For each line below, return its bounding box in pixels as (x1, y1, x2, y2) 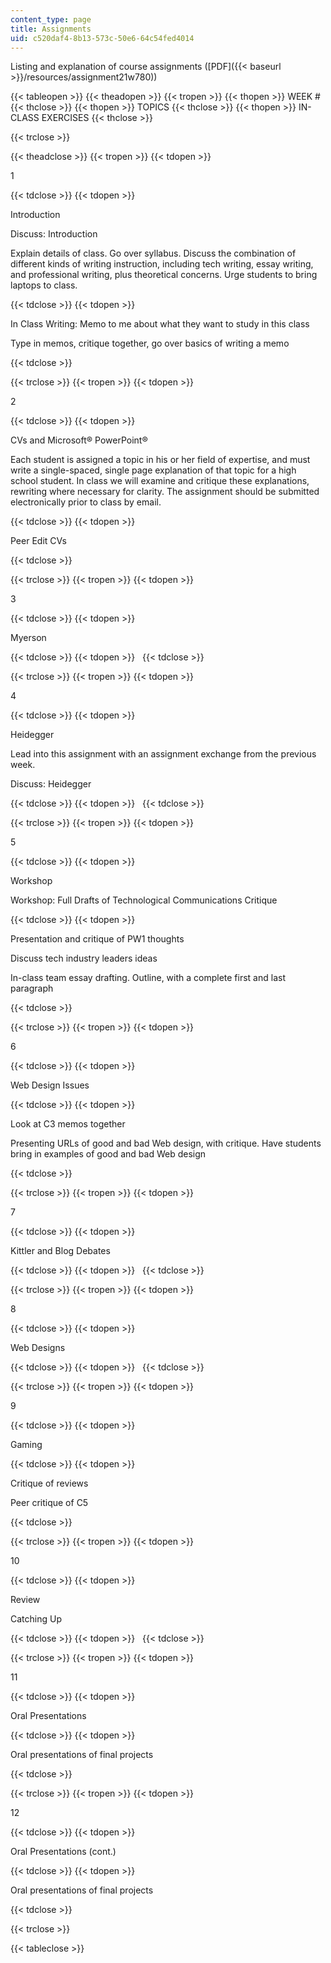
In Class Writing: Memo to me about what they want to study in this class (10, 318, 310, 330)
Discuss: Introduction (10, 228, 98, 240)
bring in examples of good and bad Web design (10, 1148, 207, 1160)
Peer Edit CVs (10, 535, 67, 547)
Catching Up (10, 1613, 62, 1625)
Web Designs (10, 1342, 66, 1354)
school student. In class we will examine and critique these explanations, (10, 475, 310, 487)
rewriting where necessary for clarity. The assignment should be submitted (10, 486, 320, 498)
